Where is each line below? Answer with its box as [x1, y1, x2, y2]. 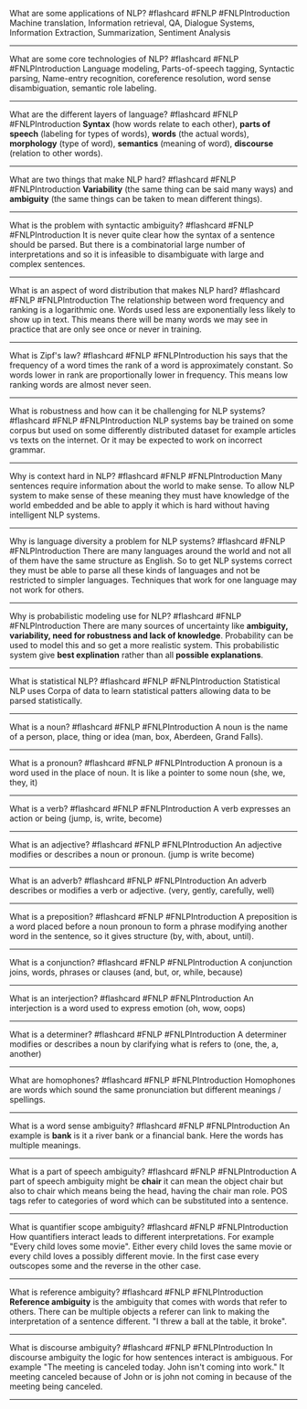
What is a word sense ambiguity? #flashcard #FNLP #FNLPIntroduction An [9, 1120, 291, 1131]
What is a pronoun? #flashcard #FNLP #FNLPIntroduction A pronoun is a [9, 758, 283, 768]
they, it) [9, 777, 38, 787]
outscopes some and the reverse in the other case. [9, 1261, 201, 1271]
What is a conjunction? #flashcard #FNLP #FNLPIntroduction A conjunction [9, 957, 293, 967]
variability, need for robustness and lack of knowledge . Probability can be [9, 630, 294, 641]
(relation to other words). [9, 148, 103, 158]
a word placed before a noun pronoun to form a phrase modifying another [9, 921, 288, 932]
